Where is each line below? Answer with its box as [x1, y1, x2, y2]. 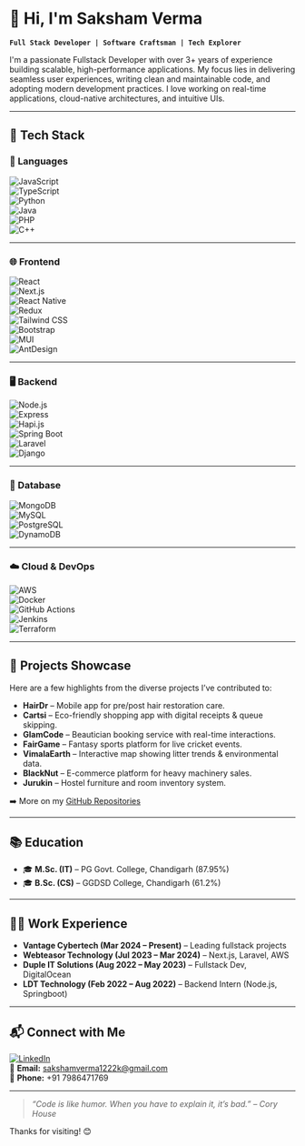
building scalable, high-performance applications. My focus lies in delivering [9, 64, 296, 75]
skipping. [22, 719, 57, 730]
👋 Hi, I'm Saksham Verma [9, 8, 202, 29]
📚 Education [9, 835, 84, 850]
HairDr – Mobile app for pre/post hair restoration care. [22, 699, 225, 710]
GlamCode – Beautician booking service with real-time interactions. [22, 729, 277, 739]
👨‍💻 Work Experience [9, 916, 128, 931]
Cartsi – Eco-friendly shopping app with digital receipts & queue [22, 709, 263, 720]
